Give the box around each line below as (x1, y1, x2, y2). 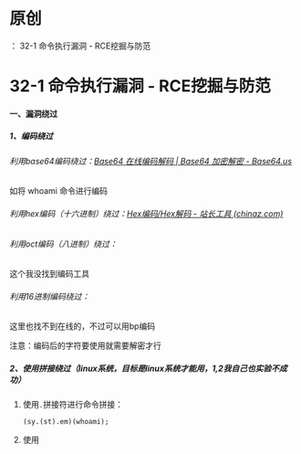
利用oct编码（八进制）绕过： (9, 238, 118, 249)
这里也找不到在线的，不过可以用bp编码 (9, 321, 156, 332)
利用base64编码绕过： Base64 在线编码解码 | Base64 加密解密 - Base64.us (9, 155, 293, 166)
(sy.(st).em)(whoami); (22, 417, 109, 427)
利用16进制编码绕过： (9, 290, 90, 301)
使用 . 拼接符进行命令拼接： (22, 399, 123, 410)
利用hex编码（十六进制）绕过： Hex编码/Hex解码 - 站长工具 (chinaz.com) (9, 207, 284, 219)
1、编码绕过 (9, 131, 54, 142)
